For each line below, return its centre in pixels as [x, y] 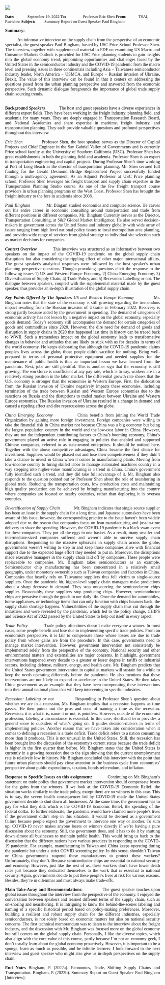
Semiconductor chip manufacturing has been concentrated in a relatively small [82, 567]
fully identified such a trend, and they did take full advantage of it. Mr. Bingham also [82, 474]
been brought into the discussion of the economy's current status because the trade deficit [82, 743]
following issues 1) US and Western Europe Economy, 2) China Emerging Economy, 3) [82, 274]
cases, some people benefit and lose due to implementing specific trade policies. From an [82, 631]
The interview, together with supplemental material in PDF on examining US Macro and [82, 50]
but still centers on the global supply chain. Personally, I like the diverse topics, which [82, 934]
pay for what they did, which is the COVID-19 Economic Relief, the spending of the [82, 807]
